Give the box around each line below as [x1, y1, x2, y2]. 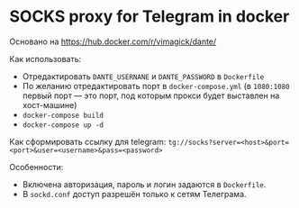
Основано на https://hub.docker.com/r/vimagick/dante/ [9, 36, 217, 47]
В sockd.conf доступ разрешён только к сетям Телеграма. [22, 188, 247, 199]
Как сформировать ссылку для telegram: [9, 136, 167, 147]
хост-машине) [22, 99, 77, 110]
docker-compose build [22, 111, 104, 120]
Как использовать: [9, 53, 82, 64]
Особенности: [9, 161, 64, 172]
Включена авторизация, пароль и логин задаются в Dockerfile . [22, 178, 267, 190]
